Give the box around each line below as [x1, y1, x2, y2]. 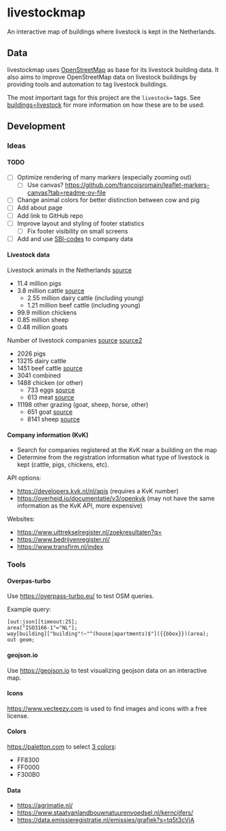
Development [7, 121, 66, 132]
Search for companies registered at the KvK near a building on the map [16, 446, 217, 454]
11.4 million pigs [16, 279, 61, 287]
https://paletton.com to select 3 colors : [7, 742, 117, 751]
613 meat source [27, 393, 74, 401]
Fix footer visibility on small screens [27, 227, 128, 235]
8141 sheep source [27, 414, 81, 423]
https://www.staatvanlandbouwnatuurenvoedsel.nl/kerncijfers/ [16, 808, 193, 817]
